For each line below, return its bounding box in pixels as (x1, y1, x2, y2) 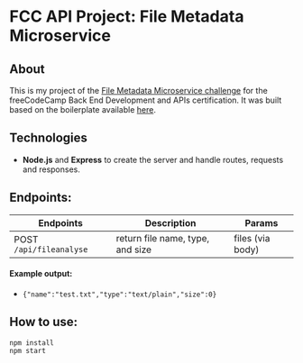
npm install (9, 338, 54, 348)
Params (244, 216, 279, 229)
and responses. (22, 164, 81, 175)
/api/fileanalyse (14, 244, 88, 254)
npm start (9, 346, 47, 355)
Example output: (9, 268, 73, 279)
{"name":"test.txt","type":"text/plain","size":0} (22, 290, 217, 299)
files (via (234, 231, 271, 244)
